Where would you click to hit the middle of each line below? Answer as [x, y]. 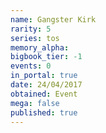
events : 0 [31, 66]
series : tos [35, 38]
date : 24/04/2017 [46, 85]
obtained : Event [44, 94]
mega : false [35, 103]
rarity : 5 [31, 29]
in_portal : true [44, 76]
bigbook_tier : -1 [46, 57]
